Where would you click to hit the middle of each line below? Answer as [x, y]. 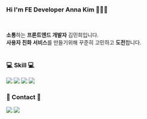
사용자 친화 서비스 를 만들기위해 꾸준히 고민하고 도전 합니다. [74, 43]
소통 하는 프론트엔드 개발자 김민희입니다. [53, 35]
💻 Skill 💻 [20, 66]
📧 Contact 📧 [24, 97]
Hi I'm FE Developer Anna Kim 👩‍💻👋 [57, 10]
